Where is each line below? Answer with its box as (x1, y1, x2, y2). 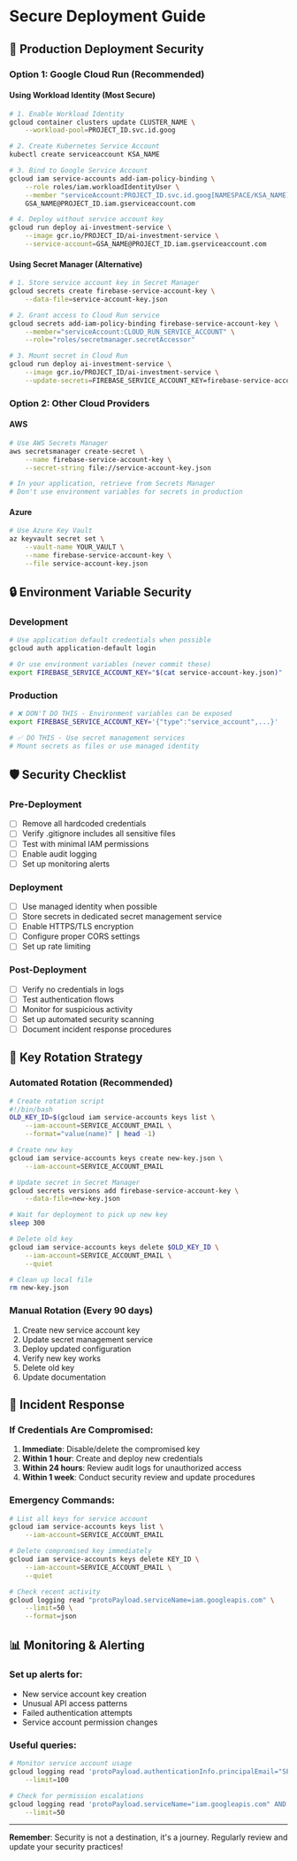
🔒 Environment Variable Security (9, 585, 192, 600)
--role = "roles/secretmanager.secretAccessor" (25, 335, 196, 344)
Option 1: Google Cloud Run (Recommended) (9, 68, 205, 81)
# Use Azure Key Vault (9, 527, 93, 535)
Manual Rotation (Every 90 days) (9, 1304, 153, 1317)
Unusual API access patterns (21, 1697, 128, 1709)
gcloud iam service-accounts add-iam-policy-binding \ (9, 174, 216, 183)
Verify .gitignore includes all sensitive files (21, 828, 176, 839)
